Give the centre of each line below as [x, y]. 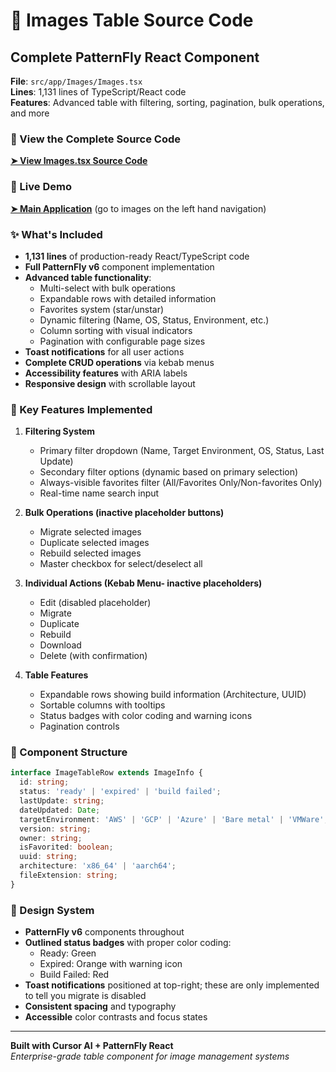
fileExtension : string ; [68, 875]
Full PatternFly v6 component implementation [119, 266]
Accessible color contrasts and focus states [116, 1017]
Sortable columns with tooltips [102, 705]
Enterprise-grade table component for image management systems [150, 1056]
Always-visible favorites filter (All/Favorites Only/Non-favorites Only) [181, 483]
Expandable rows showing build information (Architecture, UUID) [173, 695]
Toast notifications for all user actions [104, 351]
